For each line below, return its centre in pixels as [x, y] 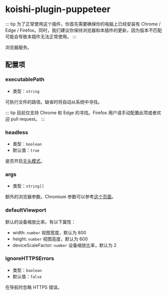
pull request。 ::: [28, 119]
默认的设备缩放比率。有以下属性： [40, 222]
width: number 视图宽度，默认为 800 [49, 232]
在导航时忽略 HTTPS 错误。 [34, 287]
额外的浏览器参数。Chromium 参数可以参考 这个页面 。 [61, 197]
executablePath [25, 79]
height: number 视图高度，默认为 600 [50, 239]
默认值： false [27, 276]
